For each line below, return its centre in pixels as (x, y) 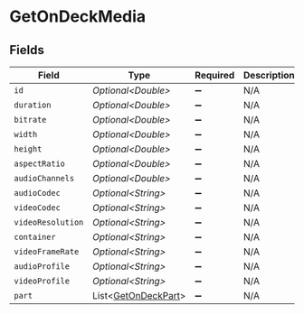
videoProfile (42, 281)
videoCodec (37, 208)
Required (214, 75)
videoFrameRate (47, 251)
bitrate (30, 120)
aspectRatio (40, 164)
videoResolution (49, 222)
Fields (27, 50)
